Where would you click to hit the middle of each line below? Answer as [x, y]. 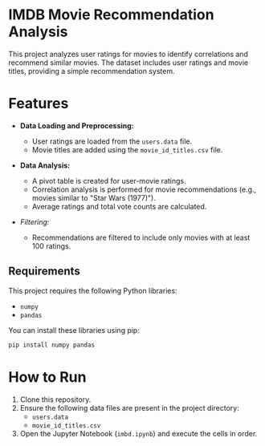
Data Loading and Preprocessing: [77, 125]
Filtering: [35, 221]
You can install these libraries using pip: [74, 330]
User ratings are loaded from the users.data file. [112, 141]
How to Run [47, 377]
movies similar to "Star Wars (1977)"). [94, 197]
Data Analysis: [45, 165]
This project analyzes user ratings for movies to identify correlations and [128, 54]
